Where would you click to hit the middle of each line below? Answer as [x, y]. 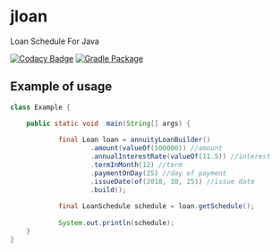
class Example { [40, 107]
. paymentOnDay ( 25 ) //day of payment [158, 173]
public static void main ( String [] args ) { [109, 123]
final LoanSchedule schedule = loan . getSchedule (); [156, 206]
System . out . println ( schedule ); [116, 223]
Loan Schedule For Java [55, 41]
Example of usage [61, 87]
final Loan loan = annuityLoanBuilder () [134, 140]
